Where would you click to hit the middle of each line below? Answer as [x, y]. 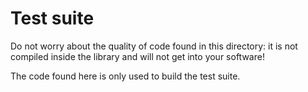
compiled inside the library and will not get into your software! [137, 56]
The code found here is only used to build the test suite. [125, 76]
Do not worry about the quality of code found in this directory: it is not [154, 46]
